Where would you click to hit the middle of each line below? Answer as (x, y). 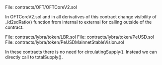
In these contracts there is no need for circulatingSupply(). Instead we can (81, 52)
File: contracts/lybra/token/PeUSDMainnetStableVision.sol (65, 42)
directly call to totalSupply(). (34, 57)
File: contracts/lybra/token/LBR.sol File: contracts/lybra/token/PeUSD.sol (80, 37)
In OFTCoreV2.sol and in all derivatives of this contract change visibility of (81, 17)
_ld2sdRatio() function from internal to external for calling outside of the (79, 22)
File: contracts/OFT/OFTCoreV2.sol (41, 7)
